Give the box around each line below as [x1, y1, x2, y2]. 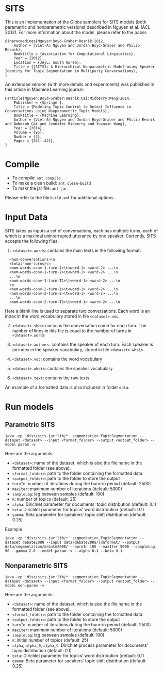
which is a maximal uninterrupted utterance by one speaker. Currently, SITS [5, 233, 156, 239]
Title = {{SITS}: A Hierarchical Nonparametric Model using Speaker [14, 64, 155, 69]
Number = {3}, [14, 134, 42, 139]
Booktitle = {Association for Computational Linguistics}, [14, 52, 136, 56]
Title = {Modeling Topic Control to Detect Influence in [14, 104, 131, 109]
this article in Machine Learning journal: [5, 86, 84, 92]
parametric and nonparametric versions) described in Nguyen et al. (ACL [5, 24, 150, 30]
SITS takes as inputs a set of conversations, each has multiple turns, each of [5, 228, 158, 233]
